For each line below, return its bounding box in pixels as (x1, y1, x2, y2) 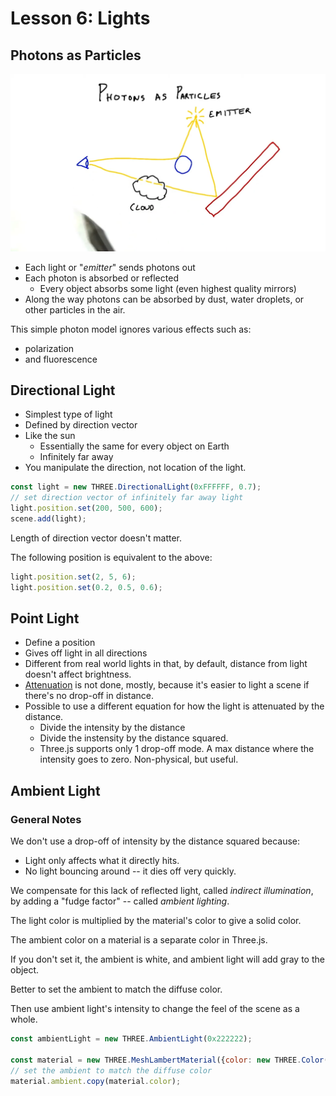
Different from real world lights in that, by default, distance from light (24, 658, 308, 670)
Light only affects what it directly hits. (24, 855, 180, 867)
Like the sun (24, 430, 76, 442)
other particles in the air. (24, 303, 126, 316)
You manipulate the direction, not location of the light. (24, 462, 247, 474)
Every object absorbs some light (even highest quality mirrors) (39, 282, 297, 294)
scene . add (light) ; (10, 513, 87, 524)
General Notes (10, 812, 82, 826)
